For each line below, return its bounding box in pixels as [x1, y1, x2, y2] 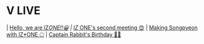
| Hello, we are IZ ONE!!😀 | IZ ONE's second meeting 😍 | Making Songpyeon [6, 24, 198, 31]
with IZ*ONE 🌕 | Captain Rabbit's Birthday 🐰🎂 [6, 31, 122, 38]
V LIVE [6, 4, 41, 18]
